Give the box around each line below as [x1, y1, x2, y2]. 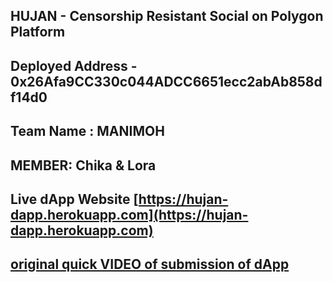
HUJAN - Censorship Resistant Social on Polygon [10, 8, 324, 25]
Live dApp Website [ [10, 190, 139, 208]
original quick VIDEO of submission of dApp [10, 256, 290, 273]
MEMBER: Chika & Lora [10, 157, 157, 174]
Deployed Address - [10, 57, 138, 74]
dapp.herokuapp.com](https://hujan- [10, 206, 249, 223]
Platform [10, 24, 66, 41]
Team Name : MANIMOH [10, 123, 165, 140]
